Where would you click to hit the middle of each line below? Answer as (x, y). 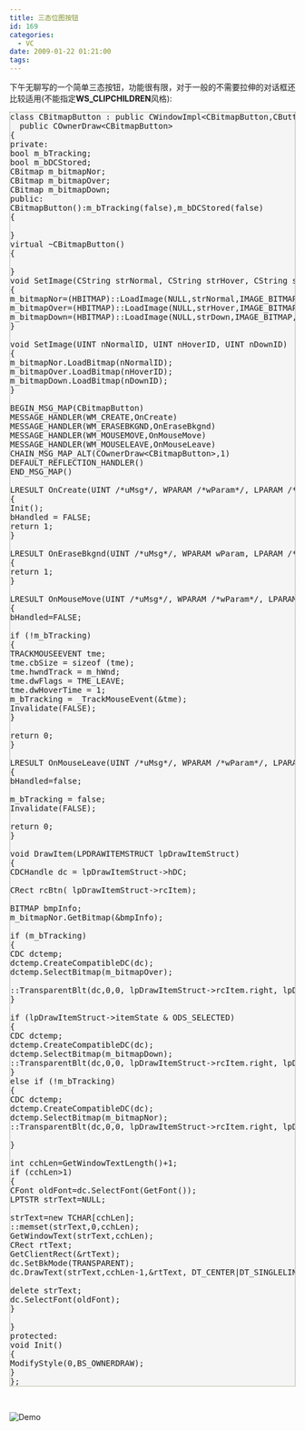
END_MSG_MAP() (41, 472)
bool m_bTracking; (51, 153)
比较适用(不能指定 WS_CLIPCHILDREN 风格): (91, 98)
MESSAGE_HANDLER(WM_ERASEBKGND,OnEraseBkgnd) (113, 426)
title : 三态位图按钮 (44, 18)
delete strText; (46, 1290)
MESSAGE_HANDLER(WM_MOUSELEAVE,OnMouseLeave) (113, 444)
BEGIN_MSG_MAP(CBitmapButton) (78, 408)
